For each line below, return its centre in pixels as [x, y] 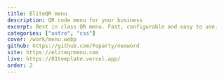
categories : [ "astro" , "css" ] [52, 33]
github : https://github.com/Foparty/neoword [73, 46]
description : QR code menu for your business [75, 20]
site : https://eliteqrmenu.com [53, 53]
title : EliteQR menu [38, 14]
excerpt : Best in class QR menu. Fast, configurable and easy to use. [113, 26]
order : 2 [20, 65]
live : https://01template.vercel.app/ [64, 59]
